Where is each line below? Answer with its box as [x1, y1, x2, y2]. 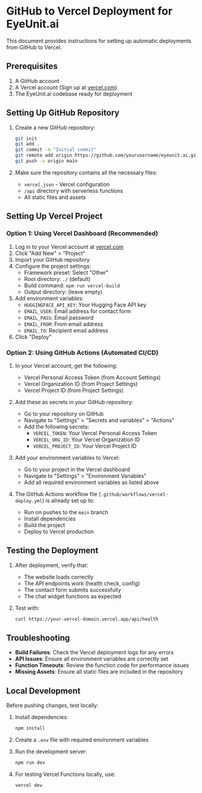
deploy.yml [14, 498, 43, 504]
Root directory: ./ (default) [24, 275, 91, 282]
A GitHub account [14, 77, 60, 84]
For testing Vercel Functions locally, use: [14, 771, 116, 778]
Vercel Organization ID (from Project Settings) [24, 380, 138, 387]
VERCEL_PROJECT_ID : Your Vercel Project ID [33, 442, 137, 450]
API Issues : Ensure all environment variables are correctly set [14, 655, 169, 663]
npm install [14, 725, 45, 731]
